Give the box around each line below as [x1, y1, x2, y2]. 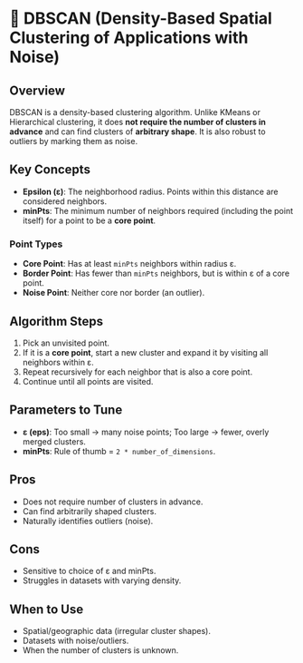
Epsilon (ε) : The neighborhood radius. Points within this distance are [22, 186, 279, 197]
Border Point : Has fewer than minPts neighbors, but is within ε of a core [22, 268, 290, 279]
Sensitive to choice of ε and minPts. [22, 566, 156, 577]
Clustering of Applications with [9, 27, 249, 48]
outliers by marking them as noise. [9, 136, 138, 146]
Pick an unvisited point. [22, 337, 110, 348]
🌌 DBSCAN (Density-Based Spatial [9, 8, 273, 29]
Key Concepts [9, 162, 90, 178]
